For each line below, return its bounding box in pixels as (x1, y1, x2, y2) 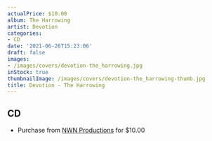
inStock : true (7, 68, 49, 75)
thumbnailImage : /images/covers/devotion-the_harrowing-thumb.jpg (7, 75, 206, 82)
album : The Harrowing (7, 17, 71, 24)
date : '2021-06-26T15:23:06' (7, 43, 93, 50)
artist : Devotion (7, 23, 58, 30)
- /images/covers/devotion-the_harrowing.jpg (7, 62, 143, 69)
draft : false (7, 50, 46, 57)
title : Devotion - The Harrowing (7, 82, 105, 89)
